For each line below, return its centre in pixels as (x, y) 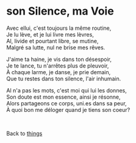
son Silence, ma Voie (60, 11)
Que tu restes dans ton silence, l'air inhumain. (64, 78)
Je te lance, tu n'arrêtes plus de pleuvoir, (58, 66)
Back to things (24, 133)
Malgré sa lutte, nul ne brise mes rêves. (56, 47)
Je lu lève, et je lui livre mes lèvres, (50, 34)
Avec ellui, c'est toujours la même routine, (59, 28)
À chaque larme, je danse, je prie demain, (59, 72)
